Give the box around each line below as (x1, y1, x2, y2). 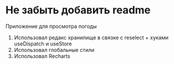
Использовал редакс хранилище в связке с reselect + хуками (13, 34, 169, 41)
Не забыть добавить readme (5, 3, 151, 17)
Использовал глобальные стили (13, 46, 95, 53)
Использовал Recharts (13, 52, 71, 59)
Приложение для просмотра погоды (5, 23, 97, 30)
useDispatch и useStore (13, 40, 72, 47)
